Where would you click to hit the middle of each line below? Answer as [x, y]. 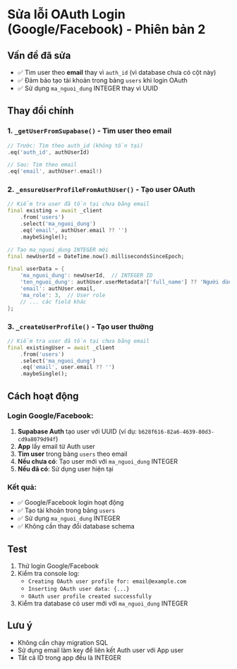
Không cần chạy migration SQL [63, 642]
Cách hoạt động [43, 396]
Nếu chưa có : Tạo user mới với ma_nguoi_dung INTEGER [98, 461]
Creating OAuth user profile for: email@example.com [107, 581]
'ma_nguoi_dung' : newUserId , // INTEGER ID [86, 276]
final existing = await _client [55, 211]
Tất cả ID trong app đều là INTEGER [69, 657]
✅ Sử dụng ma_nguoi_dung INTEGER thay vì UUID [88, 88]
